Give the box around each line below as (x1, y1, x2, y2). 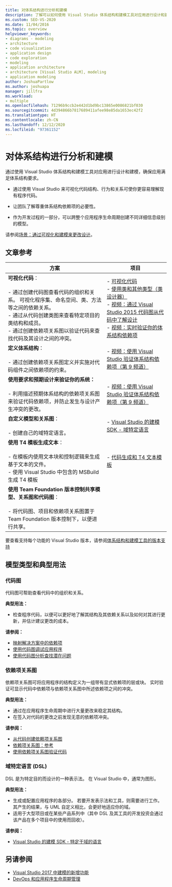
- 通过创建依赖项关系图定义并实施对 (8, 359, 95, 366)
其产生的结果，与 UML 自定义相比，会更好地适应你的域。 (12, 804, 133, 810)
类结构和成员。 (8, 320, 45, 327)
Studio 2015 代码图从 (106, 309, 159, 316)
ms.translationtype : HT (5, 113, 56, 118)
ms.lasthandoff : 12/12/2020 (5, 122, 66, 127)
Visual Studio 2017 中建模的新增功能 (12, 870, 89, 876)
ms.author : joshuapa (5, 84, 50, 89)
